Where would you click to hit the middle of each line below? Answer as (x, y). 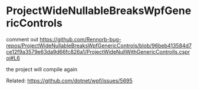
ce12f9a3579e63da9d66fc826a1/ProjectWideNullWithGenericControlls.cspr (98, 51)
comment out (22, 39)
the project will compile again (42, 69)
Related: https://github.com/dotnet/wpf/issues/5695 (69, 81)
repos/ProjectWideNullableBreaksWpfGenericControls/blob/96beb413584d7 (99, 46)
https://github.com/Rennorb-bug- (81, 39)
